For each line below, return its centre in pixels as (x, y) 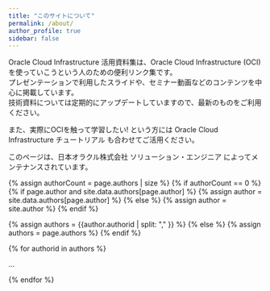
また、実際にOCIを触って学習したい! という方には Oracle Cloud (114, 130)
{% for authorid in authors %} (58, 249)
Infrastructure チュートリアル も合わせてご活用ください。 (104, 140)
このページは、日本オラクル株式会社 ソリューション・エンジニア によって (130, 157)
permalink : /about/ (41, 23)
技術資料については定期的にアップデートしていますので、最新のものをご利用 (135, 102)
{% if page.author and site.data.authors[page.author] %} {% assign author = (135, 192)
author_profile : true (45, 31)
